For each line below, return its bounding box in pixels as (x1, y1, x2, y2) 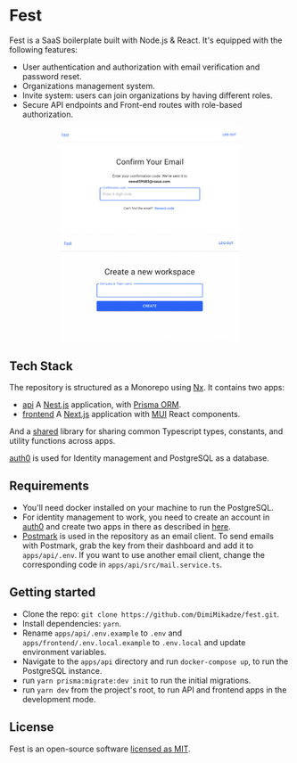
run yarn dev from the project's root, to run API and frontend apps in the (21, 684, 287, 695)
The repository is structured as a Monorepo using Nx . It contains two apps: (9, 382, 285, 393)
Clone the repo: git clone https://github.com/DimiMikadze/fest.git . (21, 608, 280, 619)
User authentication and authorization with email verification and (21, 62, 260, 72)
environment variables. (21, 646, 107, 657)
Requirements (9, 479, 89, 494)
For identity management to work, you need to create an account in (21, 512, 270, 522)
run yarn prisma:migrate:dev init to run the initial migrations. (21, 675, 252, 685)
